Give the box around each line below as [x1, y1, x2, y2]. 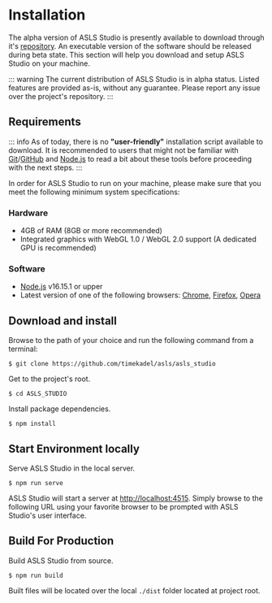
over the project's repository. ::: [8, 91, 114, 101]
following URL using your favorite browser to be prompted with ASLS [8, 501, 239, 511]
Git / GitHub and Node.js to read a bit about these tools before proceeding [8, 154, 253, 163]
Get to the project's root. [8, 374, 91, 384]
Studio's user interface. [8, 510, 87, 520]
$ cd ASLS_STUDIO [8, 390, 67, 398]
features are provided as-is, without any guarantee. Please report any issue [8, 83, 261, 93]
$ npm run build [8, 571, 63, 579]
